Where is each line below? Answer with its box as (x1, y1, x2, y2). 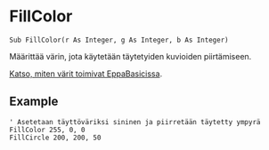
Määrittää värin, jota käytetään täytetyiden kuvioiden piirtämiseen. (9, 51, 252, 61)
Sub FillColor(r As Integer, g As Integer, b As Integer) (9, 36, 229, 44)
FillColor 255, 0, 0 (9, 125, 86, 134)
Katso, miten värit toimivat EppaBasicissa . (9, 68, 163, 79)
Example (9, 94, 59, 109)
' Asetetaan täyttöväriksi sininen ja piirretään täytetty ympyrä (9, 117, 261, 126)
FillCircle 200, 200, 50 (9, 133, 102, 142)
